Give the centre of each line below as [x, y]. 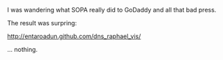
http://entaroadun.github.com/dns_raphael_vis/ [74, 36]
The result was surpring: [42, 23]
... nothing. [23, 49]
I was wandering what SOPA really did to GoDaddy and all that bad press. [112, 10]
